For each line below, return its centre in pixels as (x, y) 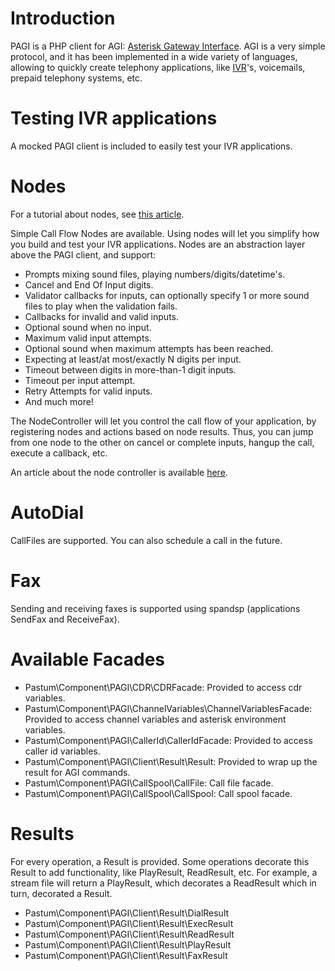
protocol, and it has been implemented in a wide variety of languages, (154, 56)
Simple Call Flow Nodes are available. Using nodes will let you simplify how (165, 233)
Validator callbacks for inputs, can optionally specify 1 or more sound (167, 295)
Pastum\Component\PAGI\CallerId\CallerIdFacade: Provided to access (168, 740)
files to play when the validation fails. (101, 306)
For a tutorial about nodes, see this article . (97, 214)
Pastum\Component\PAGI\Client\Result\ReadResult (129, 934)
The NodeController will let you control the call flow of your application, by (163, 421)
